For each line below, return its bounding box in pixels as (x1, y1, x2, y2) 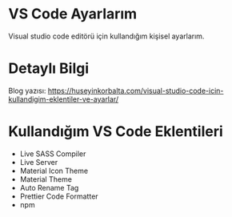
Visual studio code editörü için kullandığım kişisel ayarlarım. (8, 31, 205, 41)
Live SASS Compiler (19, 149, 86, 159)
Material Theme (19, 174, 72, 184)
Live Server (19, 157, 58, 167)
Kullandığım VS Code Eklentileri (8, 123, 224, 141)
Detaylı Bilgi (8, 59, 90, 78)
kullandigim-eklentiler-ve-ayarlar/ (8, 94, 118, 104)
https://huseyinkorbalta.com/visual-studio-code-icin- (47, 86, 224, 95)
